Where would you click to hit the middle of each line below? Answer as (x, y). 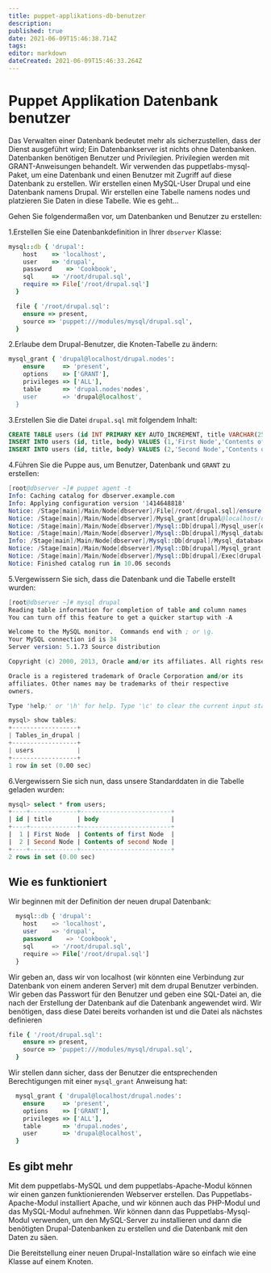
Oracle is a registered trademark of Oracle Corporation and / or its (126, 676)
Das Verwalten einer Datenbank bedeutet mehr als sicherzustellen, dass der (135, 140)
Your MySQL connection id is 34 (63, 639)
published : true (35, 31)
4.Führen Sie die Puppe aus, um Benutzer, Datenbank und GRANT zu (119, 465)
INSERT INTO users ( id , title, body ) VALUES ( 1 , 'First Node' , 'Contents (131, 442)
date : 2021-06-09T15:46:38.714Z (63, 38)
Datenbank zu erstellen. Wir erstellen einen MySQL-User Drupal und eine (130, 183)
